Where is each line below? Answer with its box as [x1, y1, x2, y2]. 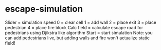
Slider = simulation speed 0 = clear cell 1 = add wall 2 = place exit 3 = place [5, 19, 157, 25]
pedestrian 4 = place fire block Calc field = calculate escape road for [5, 24, 143, 30]
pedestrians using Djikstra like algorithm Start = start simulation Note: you [5, 30, 153, 35]
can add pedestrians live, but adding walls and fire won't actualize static [5, 35, 150, 41]
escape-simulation [5, 3, 83, 15]
